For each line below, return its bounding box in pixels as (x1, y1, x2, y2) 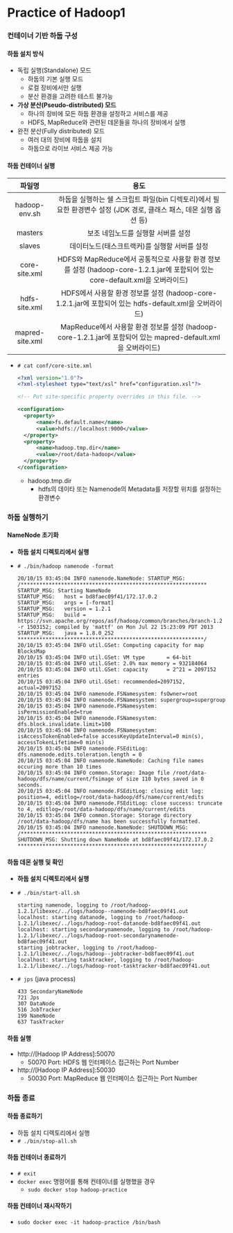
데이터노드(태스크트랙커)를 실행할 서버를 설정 (69, 241, 209, 251)
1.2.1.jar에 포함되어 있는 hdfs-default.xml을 (55, 299, 196, 308)
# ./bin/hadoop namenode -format (17, 563, 114, 570)
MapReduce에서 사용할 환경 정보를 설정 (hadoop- (60, 321, 218, 331)
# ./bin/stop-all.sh (17, 1137, 77, 1145)
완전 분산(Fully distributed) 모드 (17, 127, 105, 135)
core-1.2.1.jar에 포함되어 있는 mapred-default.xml (58, 332, 221, 342)
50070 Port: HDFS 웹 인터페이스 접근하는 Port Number (27, 1058, 179, 1066)
